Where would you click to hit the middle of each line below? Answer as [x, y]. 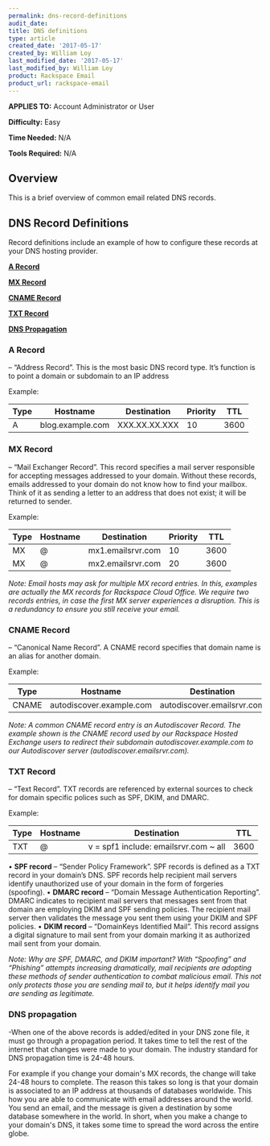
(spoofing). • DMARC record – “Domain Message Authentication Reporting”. [135, 892]
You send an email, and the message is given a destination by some [121, 1107]
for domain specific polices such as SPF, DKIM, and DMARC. [109, 798]
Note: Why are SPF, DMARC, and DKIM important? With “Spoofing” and [127, 959]
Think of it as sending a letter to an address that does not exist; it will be [127, 492]
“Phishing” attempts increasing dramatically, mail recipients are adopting [130, 968]
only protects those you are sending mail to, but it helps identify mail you [129, 985]
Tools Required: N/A [43, 153]
